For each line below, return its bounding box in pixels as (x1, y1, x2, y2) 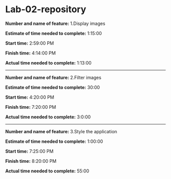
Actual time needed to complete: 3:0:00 (5, 113, 91, 120)
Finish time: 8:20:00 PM (5, 158, 57, 164)
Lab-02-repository (5, 4, 87, 15)
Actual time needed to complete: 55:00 (5, 168, 90, 174)
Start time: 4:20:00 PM (5, 94, 54, 100)
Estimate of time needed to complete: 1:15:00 (5, 30, 102, 36)
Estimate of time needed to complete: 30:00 (5, 84, 100, 90)
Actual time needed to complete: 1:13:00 (5, 59, 92, 66)
